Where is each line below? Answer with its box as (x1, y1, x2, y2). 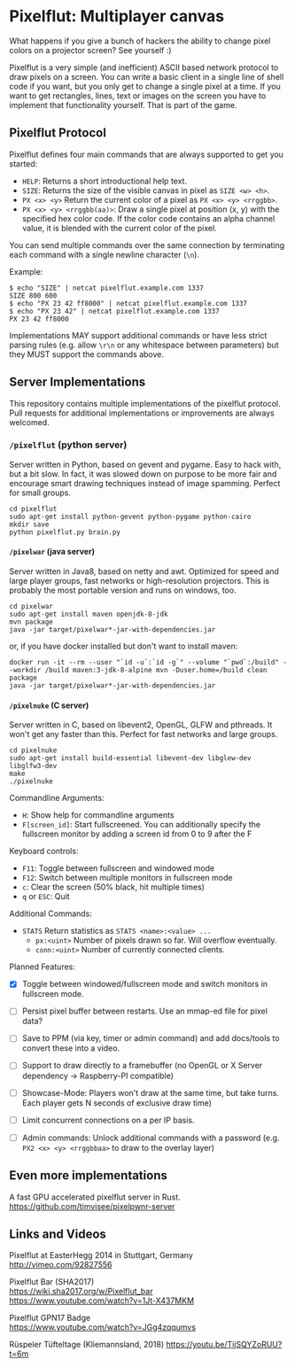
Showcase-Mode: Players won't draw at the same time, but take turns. (21, 1087, 279, 1098)
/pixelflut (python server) (9, 439, 128, 451)
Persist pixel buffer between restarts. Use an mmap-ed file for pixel (21, 1006, 268, 1016)
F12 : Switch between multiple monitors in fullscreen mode (21, 873, 233, 883)
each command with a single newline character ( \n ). (9, 249, 199, 260)
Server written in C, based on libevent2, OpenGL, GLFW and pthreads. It (9, 719, 273, 730)
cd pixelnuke (9, 746, 58, 755)
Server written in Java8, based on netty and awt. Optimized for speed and (9, 566, 279, 577)
